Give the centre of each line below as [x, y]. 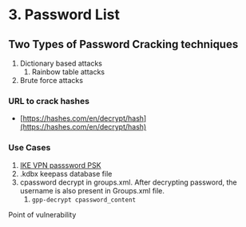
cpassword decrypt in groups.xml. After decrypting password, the [128, 182]
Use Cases [30, 148]
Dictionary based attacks [61, 63]
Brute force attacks [52, 80]
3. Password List [64, 15]
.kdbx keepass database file [66, 173]
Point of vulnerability [42, 214]
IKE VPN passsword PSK [60, 165]
